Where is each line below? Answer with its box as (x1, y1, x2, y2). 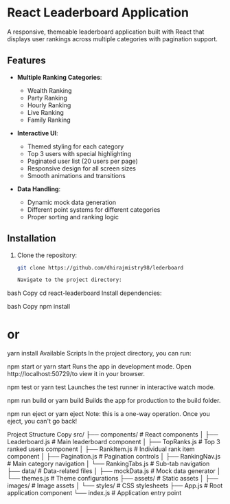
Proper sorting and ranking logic (27, 212, 119, 221)
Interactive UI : (16, 129, 58, 137)
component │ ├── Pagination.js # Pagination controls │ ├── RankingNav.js (7, 452, 221, 461)
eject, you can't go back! (7, 417, 78, 426)
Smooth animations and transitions (27, 171, 126, 179)
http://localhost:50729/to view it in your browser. (7, 370, 146, 378)
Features (7, 55, 46, 67)
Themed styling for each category (27, 142, 124, 151)
